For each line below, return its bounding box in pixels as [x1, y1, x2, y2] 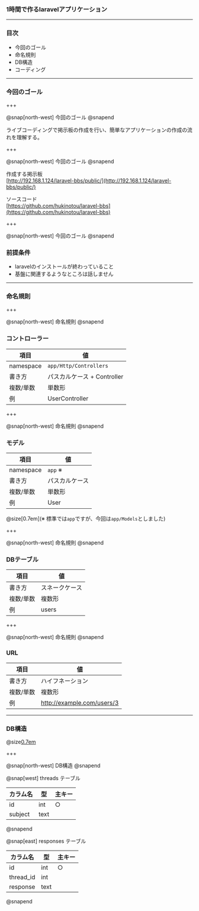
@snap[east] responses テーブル [6, 837, 86, 845]
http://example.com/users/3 [40, 698, 119, 707]
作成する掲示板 [6, 170, 43, 177]
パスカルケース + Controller [47, 372, 124, 380]
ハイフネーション [40, 676, 89, 685]
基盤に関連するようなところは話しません [14, 271, 114, 278]
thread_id [9, 872, 36, 881]
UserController [47, 394, 89, 402]
